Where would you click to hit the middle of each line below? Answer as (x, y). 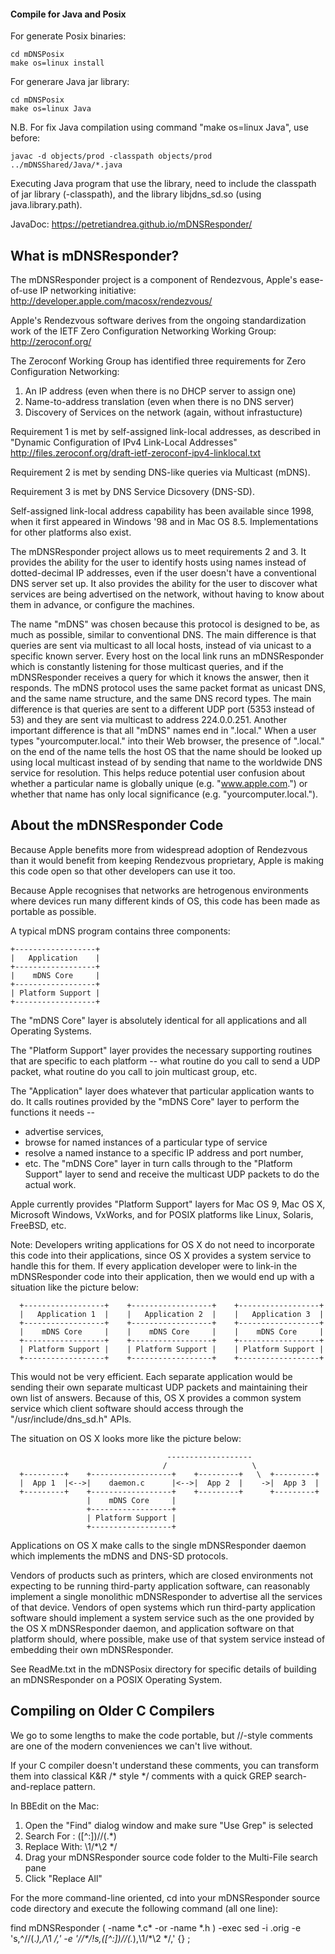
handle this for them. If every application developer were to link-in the (154, 1266)
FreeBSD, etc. (38, 1225)
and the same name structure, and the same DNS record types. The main (161, 699)
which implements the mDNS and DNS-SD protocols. (119, 1556)
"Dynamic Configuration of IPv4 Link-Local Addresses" (124, 442)
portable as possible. (53, 911)
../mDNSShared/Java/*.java (66, 165)
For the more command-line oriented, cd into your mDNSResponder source (165, 1897)
